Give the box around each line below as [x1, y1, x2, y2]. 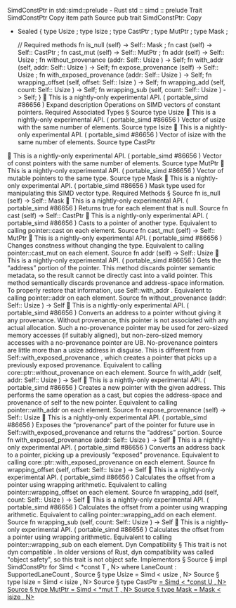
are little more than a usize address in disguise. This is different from [7, 346, 206, 354]
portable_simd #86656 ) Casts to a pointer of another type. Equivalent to [7, 219, 218, 227]
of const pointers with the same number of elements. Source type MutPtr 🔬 [7, 159, 225, 167]
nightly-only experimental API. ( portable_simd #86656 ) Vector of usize [17, 115, 226, 124]
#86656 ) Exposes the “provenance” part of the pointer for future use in [7, 421, 216, 429]
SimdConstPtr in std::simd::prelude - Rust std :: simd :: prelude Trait [7, 6, 202, 14]
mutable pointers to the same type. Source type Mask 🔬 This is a [7, 174, 195, 182]
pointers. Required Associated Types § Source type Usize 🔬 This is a [17, 108, 216, 116]
